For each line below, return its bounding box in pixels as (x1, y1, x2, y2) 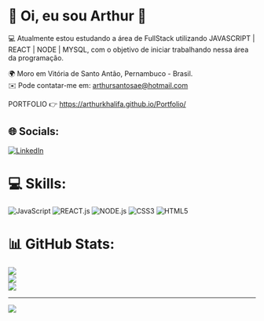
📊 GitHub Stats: (8, 235, 115, 253)
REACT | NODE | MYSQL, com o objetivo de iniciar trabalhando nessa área (8, 45, 249, 54)
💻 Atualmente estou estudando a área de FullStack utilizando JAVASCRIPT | (8, 33, 255, 42)
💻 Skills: (8, 174, 67, 192)
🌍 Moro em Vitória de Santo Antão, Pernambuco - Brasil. (8, 68, 193, 78)
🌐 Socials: (8, 125, 60, 138)
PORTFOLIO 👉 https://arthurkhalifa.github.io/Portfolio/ (8, 99, 186, 108)
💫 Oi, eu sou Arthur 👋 (8, 7, 147, 25)
